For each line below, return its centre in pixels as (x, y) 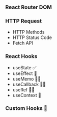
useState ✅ (24, 67)
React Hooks (21, 56)
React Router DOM (28, 7)
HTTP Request (24, 21)
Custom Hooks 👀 (26, 108)
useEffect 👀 (25, 73)
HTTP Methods (28, 32)
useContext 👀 (27, 95)
